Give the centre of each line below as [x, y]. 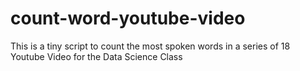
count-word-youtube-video [128, 18]
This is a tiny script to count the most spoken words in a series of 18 [150, 46]
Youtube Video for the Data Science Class [96, 56]
